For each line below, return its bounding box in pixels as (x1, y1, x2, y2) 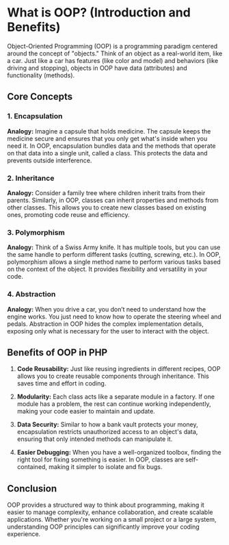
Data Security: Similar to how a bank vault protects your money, (16, 420, 198, 429)
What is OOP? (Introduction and (7, 5, 191, 21)
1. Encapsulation (7, 112, 63, 121)
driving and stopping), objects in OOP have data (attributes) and (7, 64, 187, 72)
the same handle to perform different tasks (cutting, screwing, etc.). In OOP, (7, 251, 221, 259)
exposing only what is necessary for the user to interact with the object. (7, 327, 210, 335)
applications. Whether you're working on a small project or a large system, (7, 516, 217, 524)
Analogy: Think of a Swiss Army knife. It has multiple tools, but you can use (7, 243, 221, 251)
